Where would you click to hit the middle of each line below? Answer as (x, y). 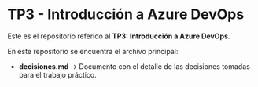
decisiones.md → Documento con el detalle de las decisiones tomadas (135, 66)
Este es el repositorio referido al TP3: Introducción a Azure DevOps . (119, 36)
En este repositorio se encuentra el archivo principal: (93, 51)
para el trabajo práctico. (58, 74)
